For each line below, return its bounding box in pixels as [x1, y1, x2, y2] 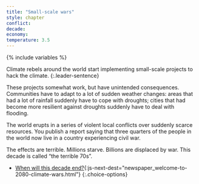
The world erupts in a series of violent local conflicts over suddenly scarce [6, 121, 193, 128]
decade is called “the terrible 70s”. [6, 152, 93, 160]
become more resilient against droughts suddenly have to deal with [6, 103, 175, 110]
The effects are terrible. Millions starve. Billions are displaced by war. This [6, 146, 191, 153]
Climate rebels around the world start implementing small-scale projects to [6, 66, 193, 73]
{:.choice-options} [82, 171, 128, 178]
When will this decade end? [15, 165, 84, 171]
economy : [6, 32, 29, 38]
